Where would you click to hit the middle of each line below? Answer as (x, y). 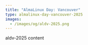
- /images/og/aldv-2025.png (40, 24)
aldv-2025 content (25, 38)
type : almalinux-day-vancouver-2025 (44, 14)
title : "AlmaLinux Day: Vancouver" (43, 10)
